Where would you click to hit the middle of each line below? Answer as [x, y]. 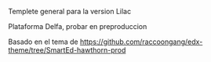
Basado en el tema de [43, 42]
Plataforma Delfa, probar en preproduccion [78, 26]
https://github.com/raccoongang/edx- [141, 42]
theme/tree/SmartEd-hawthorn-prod [67, 50]
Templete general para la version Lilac [70, 11]
